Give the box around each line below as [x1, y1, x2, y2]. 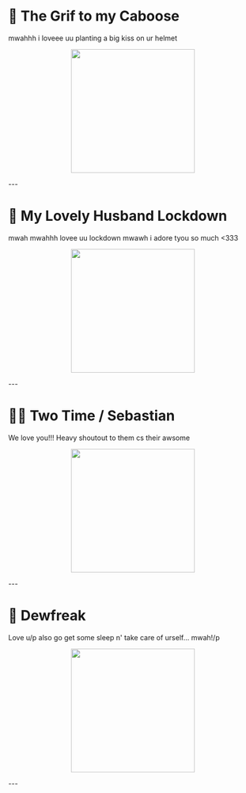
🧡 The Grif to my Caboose [8, 7, 180, 25]
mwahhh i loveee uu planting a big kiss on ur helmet [8, 33, 178, 43]
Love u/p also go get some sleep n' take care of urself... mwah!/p [8, 632, 220, 642]
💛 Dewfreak [8, 607, 86, 624]
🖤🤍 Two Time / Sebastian [8, 407, 176, 425]
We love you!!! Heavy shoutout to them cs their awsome [8, 433, 191, 442]
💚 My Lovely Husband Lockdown [8, 207, 228, 225]
